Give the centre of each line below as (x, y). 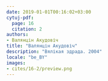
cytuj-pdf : (20, 18)
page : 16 (23, 23)
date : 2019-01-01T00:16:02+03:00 (49, 12)
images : (16, 63)
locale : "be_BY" (27, 57)
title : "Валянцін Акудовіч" (42, 46)
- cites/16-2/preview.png (39, 69)
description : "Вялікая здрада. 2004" (54, 52)
